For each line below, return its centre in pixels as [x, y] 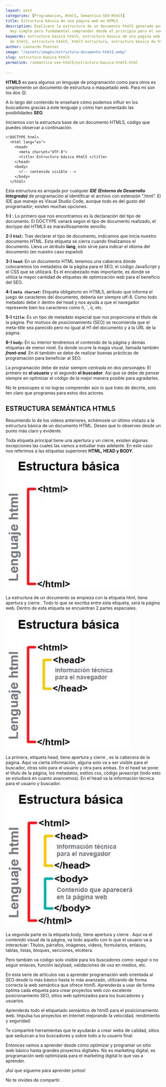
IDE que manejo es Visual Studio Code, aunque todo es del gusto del [75, 201]
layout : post [19, 10]
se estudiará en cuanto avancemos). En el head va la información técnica [80, 778]
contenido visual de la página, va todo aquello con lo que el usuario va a [79, 940]
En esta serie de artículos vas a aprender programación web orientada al [79, 975]
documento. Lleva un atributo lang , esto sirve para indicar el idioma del [78, 247]
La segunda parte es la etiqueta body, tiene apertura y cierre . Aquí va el [79, 935]
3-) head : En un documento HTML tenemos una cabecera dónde [71, 261]
